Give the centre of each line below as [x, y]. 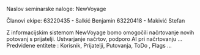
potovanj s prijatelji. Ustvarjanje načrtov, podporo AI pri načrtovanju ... [94, 39]
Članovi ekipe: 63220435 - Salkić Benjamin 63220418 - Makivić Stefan [96, 20]
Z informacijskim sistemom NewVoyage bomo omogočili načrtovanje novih [100, 32]
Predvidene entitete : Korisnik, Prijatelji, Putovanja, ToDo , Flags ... [89, 46]
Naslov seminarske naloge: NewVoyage [56, 9]
